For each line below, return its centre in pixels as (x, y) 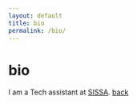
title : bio (26, 23)
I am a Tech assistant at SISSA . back (68, 92)
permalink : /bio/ (37, 30)
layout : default (35, 16)
